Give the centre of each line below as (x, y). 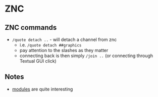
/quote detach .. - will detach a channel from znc (64, 39)
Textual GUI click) (38, 61)
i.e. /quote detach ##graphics (50, 45)
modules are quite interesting (42, 89)
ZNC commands (31, 28)
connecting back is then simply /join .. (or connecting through (86, 56)
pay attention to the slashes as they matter (64, 50)
